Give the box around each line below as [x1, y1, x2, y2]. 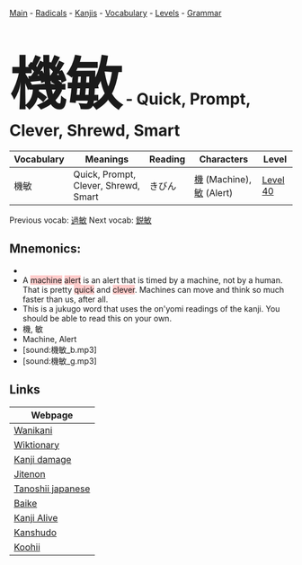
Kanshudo [13, 525, 57, 538]
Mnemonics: [9, 242, 82, 257]
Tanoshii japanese [13, 482, 91, 495]
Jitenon [13, 467, 46, 480]
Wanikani [13, 424, 53, 437]
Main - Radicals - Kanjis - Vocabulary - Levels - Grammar [9, 8, 222, 18]
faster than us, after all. [22, 294, 109, 305]
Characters [199, 153, 249, 165]
